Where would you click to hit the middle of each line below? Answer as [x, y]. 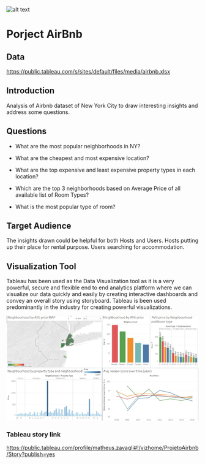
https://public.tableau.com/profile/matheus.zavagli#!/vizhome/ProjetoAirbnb [102, 447]
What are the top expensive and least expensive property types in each [105, 170]
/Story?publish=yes [31, 454]
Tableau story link [34, 434]
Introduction [31, 91]
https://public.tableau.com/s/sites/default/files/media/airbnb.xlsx [88, 71]
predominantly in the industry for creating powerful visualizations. [89, 307]
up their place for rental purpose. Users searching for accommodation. [95, 247]
